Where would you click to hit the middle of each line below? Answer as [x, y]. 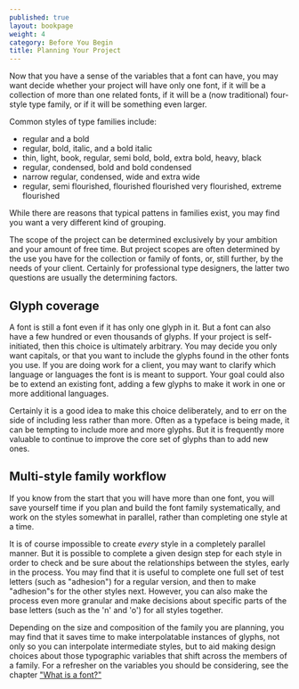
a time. [22, 526]
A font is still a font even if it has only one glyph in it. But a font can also [140, 327]
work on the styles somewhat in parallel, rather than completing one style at [148, 517]
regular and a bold [56, 139]
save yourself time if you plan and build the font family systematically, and [145, 507]
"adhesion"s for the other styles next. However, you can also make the [139, 591]
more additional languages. [59, 393]
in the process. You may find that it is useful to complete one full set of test [147, 572]
